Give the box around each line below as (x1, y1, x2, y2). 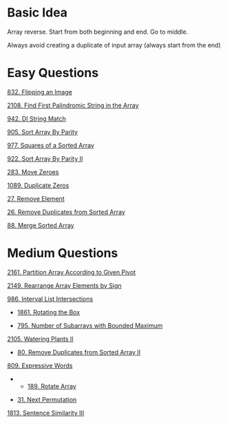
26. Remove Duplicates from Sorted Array (7, 208, 126, 216)
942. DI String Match (7, 114, 67, 123)
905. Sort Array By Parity (7, 127, 78, 136)
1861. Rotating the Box (17, 308, 80, 316)
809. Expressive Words (7, 361, 73, 370)
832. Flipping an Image (7, 87, 72, 96)
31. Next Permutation (17, 395, 77, 403)
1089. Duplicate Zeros (7, 181, 69, 189)
